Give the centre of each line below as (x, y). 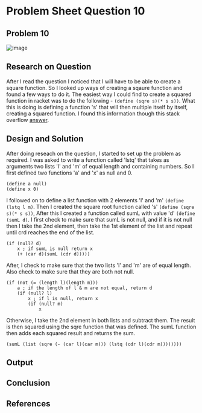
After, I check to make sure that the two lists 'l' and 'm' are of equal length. (99, 265)
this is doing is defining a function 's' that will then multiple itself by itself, (97, 107)
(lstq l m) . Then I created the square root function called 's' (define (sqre (100, 206)
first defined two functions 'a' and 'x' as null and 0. (69, 173)
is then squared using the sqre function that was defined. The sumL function (101, 327)
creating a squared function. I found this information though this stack (93, 114)
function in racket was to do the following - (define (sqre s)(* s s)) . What (101, 100)
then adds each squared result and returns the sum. (71, 333)
